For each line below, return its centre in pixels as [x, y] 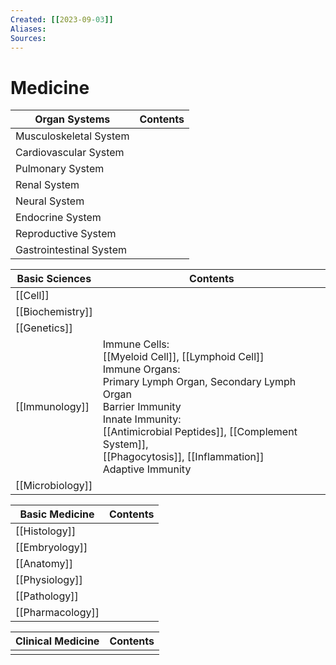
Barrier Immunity [142, 407]
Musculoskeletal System [72, 136]
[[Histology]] [46, 531]
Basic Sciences [54, 279]
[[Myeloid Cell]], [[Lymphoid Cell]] [183, 357]
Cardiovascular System [70, 153]
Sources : [28, 38]
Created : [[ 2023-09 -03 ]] [62, 19]
